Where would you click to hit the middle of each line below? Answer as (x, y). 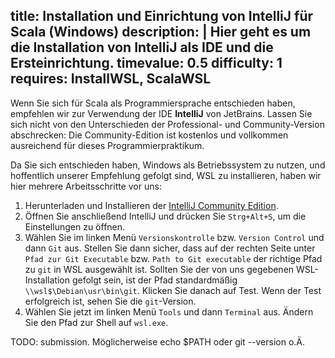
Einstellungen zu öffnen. (75, 226)
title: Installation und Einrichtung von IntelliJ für (162, 16)
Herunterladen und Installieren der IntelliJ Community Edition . (151, 205)
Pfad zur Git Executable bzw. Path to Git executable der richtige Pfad (173, 258)
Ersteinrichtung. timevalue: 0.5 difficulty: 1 (146, 63)
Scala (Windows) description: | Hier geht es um (161, 32)
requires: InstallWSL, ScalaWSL (111, 79)
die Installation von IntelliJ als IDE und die (142, 47)
